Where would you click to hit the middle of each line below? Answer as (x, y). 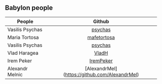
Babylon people (29, 8)
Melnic (15, 74)
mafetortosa (101, 37)
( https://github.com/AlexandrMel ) (101, 74)
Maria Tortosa (23, 37)
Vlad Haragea (23, 53)
